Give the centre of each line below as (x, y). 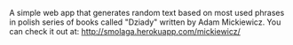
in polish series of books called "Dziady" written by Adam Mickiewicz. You (145, 22)
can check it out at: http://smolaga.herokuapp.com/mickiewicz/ (125, 31)
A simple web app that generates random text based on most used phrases (147, 13)
